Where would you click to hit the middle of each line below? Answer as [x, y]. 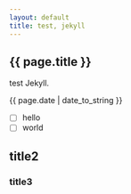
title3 [21, 182]
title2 [24, 156]
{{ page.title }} [50, 62]
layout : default [39, 17]
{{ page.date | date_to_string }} [66, 101]
